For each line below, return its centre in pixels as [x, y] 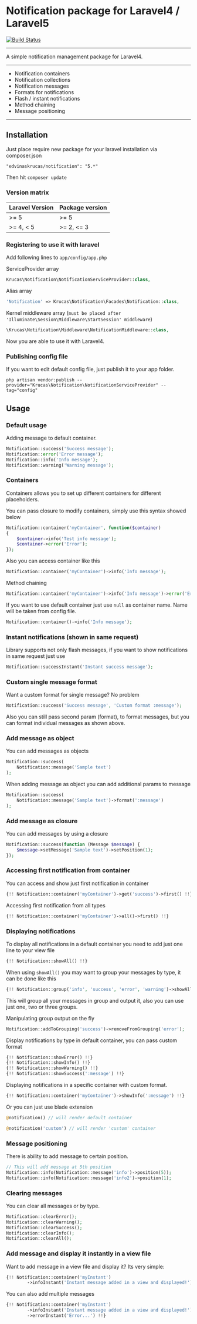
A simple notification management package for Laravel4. [74, 56]
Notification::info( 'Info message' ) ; [52, 460]
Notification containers [42, 73]
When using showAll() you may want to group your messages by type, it [94, 972]
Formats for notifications [44, 92]
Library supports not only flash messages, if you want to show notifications [97, 650]
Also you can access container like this [53, 561]
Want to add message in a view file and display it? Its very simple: [85, 1266]
